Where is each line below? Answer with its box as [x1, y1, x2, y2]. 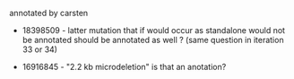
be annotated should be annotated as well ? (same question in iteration [22, 35, 284, 45]
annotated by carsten [9, 8, 89, 18]
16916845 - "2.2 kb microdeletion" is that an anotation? [22, 62, 227, 72]
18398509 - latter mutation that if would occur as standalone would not [22, 25, 285, 35]
